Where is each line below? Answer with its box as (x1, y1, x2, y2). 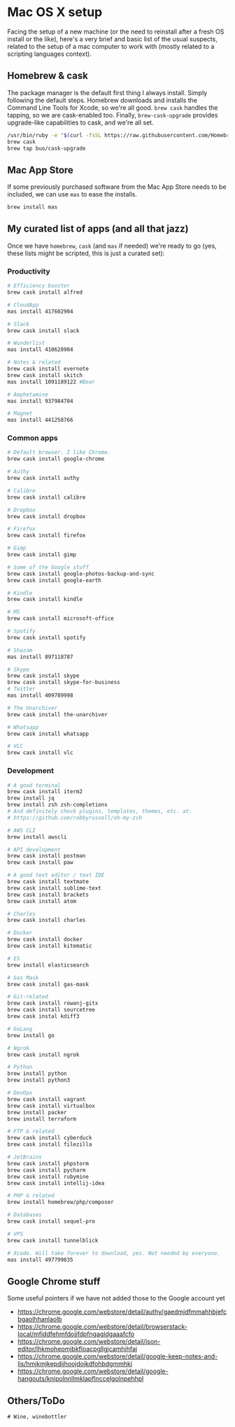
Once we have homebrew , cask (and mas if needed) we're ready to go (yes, (7, 241, 217, 250)
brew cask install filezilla (7, 1141, 92, 1148)
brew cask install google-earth (7, 576, 101, 584)
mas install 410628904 (7, 346, 73, 353)
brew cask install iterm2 (7, 788, 83, 795)
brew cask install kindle (7, 596, 83, 603)
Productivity (7, 267, 50, 276)
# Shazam (7, 646, 33, 654)
